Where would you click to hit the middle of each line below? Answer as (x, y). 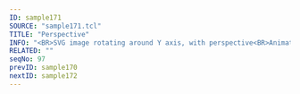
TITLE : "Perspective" (50, 34)
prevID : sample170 (43, 68)
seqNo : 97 (28, 59)
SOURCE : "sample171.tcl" (55, 26)
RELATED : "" (31, 51)
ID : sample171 (36, 17)
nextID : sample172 (43, 76)
